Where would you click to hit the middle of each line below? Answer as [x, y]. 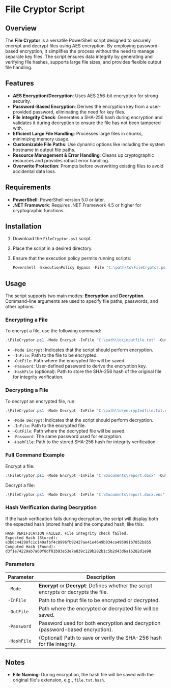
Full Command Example [35, 455]
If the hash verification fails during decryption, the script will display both [82, 519]
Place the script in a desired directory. [52, 248]
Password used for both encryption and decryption [99, 623]
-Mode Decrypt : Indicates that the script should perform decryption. [83, 420]
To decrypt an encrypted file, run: [40, 401]
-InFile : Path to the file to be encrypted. [55, 355]
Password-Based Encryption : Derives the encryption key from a [80, 106]
